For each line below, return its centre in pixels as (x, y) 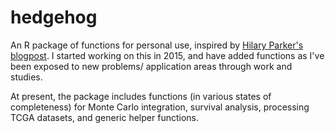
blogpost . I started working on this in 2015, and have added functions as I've (167, 55)
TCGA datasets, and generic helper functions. (104, 117)
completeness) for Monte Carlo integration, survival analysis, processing (160, 107)
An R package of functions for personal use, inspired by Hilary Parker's (157, 45)
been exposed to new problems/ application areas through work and (151, 66)
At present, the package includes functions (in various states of (141, 96)
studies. (26, 77)
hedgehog (54, 17)
